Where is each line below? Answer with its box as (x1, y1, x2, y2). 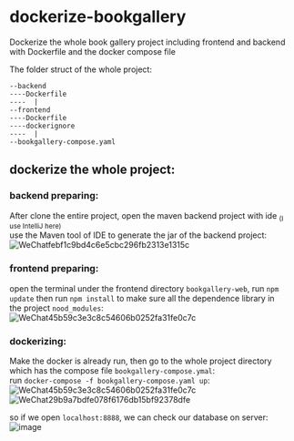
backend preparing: (9, 190, 99, 202)
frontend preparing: (9, 262, 99, 275)
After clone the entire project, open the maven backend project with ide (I (9, 210, 284, 223)
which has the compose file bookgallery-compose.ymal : (9, 365, 216, 376)
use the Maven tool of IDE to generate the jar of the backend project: (9, 230, 267, 241)
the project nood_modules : (9, 303, 104, 313)
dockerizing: (9, 334, 66, 347)
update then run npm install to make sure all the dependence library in (9, 292, 275, 303)
